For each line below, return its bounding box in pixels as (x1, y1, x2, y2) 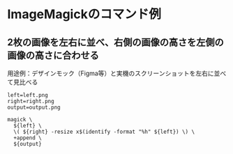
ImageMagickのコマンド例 (7, 6, 162, 22)
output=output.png (7, 104, 61, 111)
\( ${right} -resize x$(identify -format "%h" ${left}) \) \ (13, 128, 195, 135)
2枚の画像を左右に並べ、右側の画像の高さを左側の (7, 36, 225, 48)
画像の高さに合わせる (7, 49, 99, 61)
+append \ (13, 134, 42, 141)
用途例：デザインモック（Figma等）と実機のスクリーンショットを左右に (7, 69, 214, 77)
